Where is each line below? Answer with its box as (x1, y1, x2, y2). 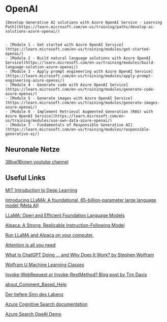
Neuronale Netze (5, 145, 60, 154)
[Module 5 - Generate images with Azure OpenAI (10, 95, 113, 101)
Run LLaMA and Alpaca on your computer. (5, 232, 94, 238)
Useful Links (5, 174, 46, 182)
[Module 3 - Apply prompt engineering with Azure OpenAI (10, 69, 133, 74)
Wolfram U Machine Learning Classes (5, 261, 85, 267)
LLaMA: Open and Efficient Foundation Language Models (5, 212, 125, 218)
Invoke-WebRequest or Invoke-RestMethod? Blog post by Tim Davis (5, 271, 147, 278)
